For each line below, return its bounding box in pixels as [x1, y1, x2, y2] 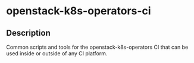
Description [6, 28, 51, 38]
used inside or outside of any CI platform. [6, 50, 108, 57]
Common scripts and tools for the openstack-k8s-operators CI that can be [6, 43, 189, 51]
